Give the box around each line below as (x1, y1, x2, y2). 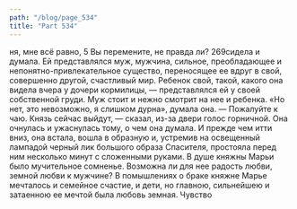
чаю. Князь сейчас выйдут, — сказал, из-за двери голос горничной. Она (9, 113, 289, 124)
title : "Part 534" (9, 22, 78, 30)
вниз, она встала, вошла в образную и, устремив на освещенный (9, 132, 260, 143)
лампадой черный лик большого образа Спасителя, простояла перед (9, 141, 276, 152)
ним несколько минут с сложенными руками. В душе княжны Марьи (9, 151, 275, 161)
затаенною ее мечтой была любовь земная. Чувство (9, 189, 213, 200)
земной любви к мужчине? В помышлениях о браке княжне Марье (9, 170, 267, 180)
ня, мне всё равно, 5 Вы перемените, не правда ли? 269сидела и (9, 46, 260, 57)
